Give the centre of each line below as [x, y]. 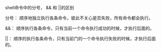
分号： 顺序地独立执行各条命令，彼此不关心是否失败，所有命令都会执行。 [79, 18]
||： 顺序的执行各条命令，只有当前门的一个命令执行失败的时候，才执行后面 [80, 39]
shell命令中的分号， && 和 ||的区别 [40, 8]
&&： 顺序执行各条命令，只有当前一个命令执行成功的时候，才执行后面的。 [80, 28]
